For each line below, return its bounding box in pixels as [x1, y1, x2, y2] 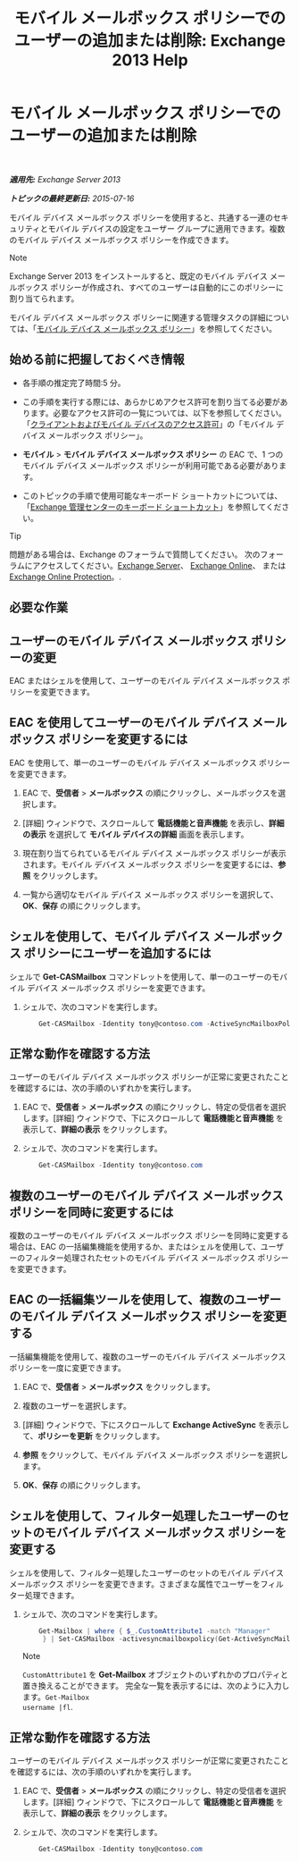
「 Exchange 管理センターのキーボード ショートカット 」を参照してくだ [21, 501, 282, 512]
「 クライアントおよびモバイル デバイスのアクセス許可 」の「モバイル [21, 418, 275, 429]
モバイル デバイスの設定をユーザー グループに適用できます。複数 [47, 223, 286, 233]
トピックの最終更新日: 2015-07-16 [9, 193, 135, 204]
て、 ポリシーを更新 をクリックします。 [21, 1430, 165, 1441]
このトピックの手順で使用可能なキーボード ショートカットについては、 [21, 490, 283, 501]
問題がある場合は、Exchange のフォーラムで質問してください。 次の [9, 549, 261, 560]
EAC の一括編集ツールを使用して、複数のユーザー [9, 1293, 281, 1308]
